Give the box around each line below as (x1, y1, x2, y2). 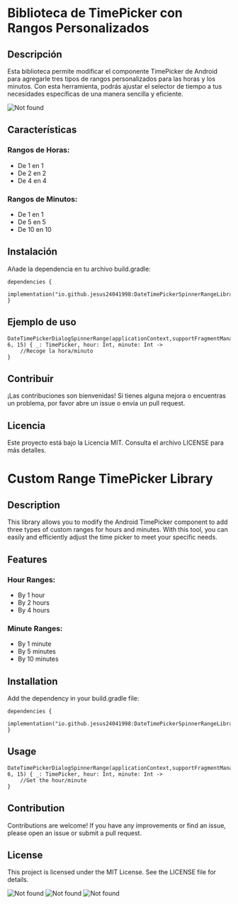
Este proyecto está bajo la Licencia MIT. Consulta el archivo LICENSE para (7, 438, 225, 447)
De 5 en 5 (17, 218, 46, 226)
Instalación (7, 246, 58, 258)
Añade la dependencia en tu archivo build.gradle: (7, 264, 151, 273)
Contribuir (7, 373, 55, 384)
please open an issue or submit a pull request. (7, 828, 142, 837)
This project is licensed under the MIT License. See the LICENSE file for (7, 868, 217, 876)
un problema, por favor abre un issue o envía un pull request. (7, 399, 186, 408)
